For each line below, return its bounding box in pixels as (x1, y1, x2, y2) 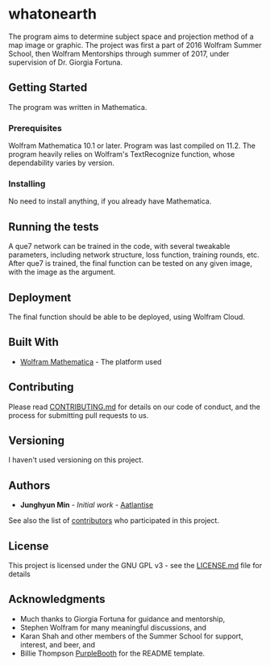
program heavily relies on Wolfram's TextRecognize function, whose (8, 150, 235, 159)
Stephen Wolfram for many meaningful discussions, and (19, 622, 207, 632)
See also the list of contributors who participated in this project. (8, 516, 220, 525)
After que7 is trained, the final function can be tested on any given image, (8, 259, 252, 268)
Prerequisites (8, 122, 62, 133)
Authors (8, 478, 51, 492)
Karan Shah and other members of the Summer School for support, (19, 631, 243, 641)
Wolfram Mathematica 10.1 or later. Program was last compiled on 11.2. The (8, 141, 256, 150)
